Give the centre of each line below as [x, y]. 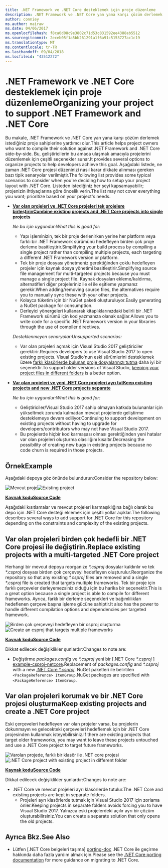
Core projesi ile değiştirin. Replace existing [73, 547]
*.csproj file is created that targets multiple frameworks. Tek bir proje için [80, 583]
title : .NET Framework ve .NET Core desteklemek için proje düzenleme [80, 10]
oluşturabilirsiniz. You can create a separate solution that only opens [90, 816]
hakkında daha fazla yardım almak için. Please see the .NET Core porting [87, 854]
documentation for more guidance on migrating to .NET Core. [76, 860]
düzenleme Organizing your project [79, 103]
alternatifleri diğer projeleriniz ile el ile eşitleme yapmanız [79, 284]
